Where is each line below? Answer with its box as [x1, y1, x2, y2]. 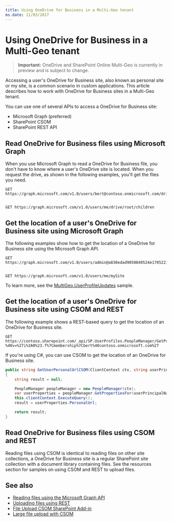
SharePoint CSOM [12, 119, 51, 125]
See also [5, 481, 33, 490]
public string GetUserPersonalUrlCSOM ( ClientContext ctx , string [5, 367, 147, 372]
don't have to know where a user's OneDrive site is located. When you [5, 166, 154, 172]
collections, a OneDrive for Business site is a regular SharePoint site [5, 456, 148, 462]
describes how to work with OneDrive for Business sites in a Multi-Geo [5, 88, 155, 95]
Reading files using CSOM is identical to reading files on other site [5, 450, 145, 456]
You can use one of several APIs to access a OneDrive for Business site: [5, 103, 158, 110]
